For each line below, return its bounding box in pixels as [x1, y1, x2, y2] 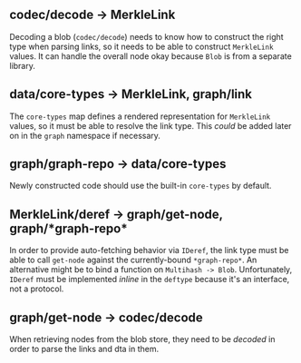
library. [9, 60, 36, 71]
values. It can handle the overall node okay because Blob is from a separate [9, 50, 292, 62]
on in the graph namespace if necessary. [9, 130, 161, 141]
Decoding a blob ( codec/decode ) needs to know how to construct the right [9, 31, 284, 42]
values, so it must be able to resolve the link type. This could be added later [9, 120, 292, 131]
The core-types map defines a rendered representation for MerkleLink [9, 111, 271, 122]
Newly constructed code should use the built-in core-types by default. [9, 181, 272, 191]
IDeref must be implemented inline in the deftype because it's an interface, [9, 274, 290, 285]
